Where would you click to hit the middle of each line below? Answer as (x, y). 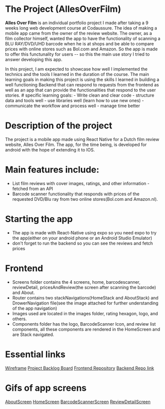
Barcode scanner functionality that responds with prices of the (76, 194)
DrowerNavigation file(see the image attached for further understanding (85, 303)
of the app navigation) (35, 308)
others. (19, 319)
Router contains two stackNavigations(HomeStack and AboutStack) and (85, 297)
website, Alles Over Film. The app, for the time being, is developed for (76, 145)
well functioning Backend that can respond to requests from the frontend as (82, 84)
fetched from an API (33, 188)
